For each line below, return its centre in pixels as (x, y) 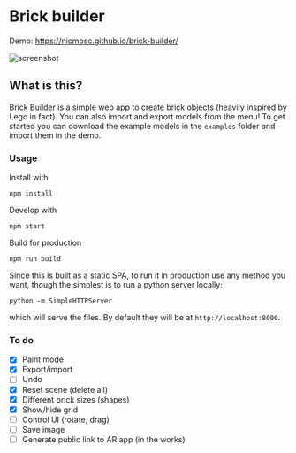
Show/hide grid (49, 410)
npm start (27, 226)
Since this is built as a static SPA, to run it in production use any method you (148, 275)
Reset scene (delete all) (65, 389)
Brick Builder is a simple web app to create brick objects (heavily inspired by (148, 107)
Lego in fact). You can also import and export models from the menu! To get (147, 116)
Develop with (33, 211)
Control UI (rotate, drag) (66, 419)
